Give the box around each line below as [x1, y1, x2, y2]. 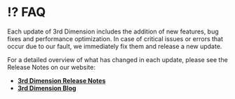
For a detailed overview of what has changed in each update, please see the [7, 55, 228, 63]
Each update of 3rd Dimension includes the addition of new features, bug [7, 27, 219, 36]
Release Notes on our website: [7, 63, 96, 71]
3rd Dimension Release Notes [17, 76, 107, 84]
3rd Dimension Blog [17, 84, 76, 92]
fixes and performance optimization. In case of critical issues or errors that [7, 34, 223, 43]
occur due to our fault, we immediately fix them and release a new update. [7, 42, 222, 50]
